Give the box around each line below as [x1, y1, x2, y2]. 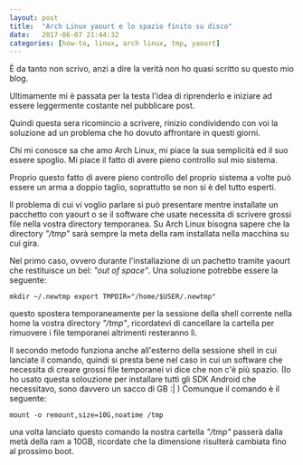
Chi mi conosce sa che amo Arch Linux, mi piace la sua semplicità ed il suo [9, 145, 289, 156]
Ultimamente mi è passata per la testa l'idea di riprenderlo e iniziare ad [9, 91, 273, 102]
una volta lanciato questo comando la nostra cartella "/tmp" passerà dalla [9, 427, 283, 438]
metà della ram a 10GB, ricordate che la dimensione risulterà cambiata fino [9, 436, 287, 447]
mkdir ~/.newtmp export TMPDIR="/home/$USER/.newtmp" [9, 292, 217, 302]
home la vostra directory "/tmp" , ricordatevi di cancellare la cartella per [9, 318, 275, 329]
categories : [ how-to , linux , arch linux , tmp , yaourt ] [9, 38, 221, 48]
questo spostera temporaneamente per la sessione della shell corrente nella [9, 308, 292, 319]
